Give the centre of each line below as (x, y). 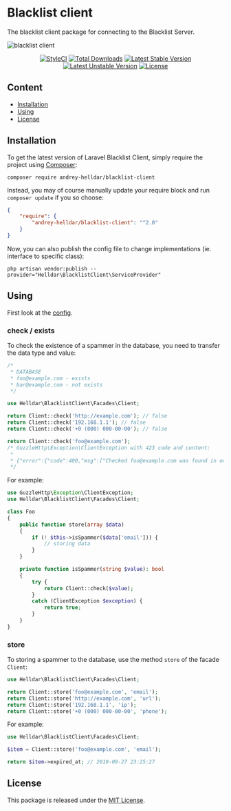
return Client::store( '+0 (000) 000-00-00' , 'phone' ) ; (87, 711)
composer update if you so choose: (56, 197)
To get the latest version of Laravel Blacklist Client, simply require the (105, 157)
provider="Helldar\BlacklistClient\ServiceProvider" (84, 275)
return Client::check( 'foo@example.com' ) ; (69, 441)
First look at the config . (40, 313)
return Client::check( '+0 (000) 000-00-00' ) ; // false (87, 429)
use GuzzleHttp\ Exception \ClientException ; (70, 493)
